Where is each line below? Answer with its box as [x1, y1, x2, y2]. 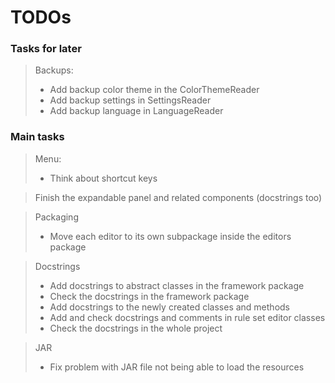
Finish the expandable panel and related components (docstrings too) [34, 191, 323, 203]
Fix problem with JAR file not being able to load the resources [49, 361, 305, 373]
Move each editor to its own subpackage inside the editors [49, 230, 292, 242]
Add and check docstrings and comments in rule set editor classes [49, 311, 326, 323]
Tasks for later [10, 42, 82, 56]
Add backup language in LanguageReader [49, 105, 224, 117]
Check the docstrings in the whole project [49, 322, 223, 334]
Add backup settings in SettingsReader [49, 94, 212, 106]
